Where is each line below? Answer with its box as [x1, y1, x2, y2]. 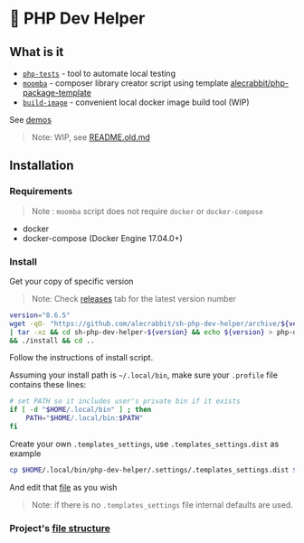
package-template [22, 88, 92, 98]
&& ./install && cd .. [9, 336, 95, 345]
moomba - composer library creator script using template [22, 78, 229, 89]
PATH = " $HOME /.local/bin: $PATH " [25, 414, 144, 423]
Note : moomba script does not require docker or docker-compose [31, 205, 264, 216]
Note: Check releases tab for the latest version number [31, 293, 237, 304]
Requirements [9, 185, 73, 198]
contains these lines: [9, 379, 87, 390]
